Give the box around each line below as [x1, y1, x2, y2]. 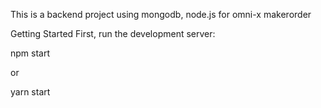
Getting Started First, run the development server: [10, 28, 216, 39]
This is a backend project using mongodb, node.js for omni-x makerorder [10, 9, 312, 20]
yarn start [10, 86, 51, 98]
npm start [10, 47, 51, 59]
